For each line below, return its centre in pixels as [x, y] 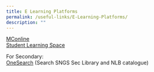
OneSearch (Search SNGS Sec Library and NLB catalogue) [77, 63]
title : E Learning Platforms [42, 11]
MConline [18, 39]
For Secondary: [25, 57]
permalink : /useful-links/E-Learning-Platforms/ [67, 17]
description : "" [26, 22]
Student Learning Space [36, 45]
